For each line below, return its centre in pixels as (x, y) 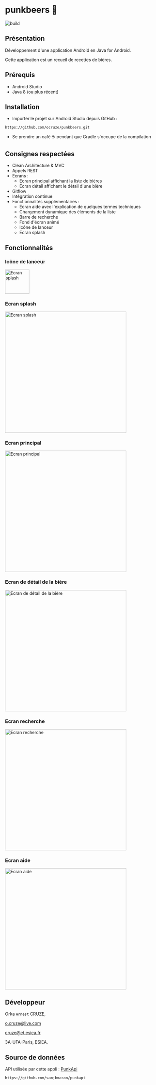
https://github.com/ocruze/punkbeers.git (47, 128)
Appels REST (25, 171)
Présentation (25, 39)
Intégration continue (32, 196)
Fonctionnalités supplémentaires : (46, 202)
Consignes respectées (40, 154)
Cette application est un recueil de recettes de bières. (59, 60)
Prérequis (20, 75)
